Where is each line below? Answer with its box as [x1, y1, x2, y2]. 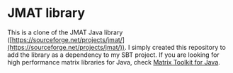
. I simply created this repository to [124, 43, 227, 51]
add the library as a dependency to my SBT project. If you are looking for [7, 51, 220, 59]
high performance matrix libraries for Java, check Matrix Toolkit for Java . [7, 58, 221, 66]
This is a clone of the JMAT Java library [7, 28, 123, 36]
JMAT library [7, 5, 85, 21]
